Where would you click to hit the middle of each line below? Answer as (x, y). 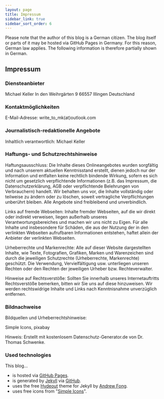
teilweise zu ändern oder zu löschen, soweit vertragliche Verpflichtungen (80, 197)
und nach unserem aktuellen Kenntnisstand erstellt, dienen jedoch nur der (80, 170)
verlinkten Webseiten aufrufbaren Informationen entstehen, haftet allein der (82, 233)
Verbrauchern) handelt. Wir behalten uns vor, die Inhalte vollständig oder (79, 191)
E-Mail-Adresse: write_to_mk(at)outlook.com (51, 118)
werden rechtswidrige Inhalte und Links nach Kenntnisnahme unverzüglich (81, 289)
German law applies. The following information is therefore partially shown (81, 48)
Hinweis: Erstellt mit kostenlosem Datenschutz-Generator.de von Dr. (74, 337)
